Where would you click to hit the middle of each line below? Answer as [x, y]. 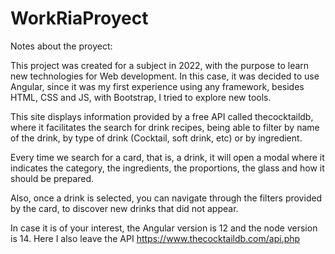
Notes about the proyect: [61, 46]
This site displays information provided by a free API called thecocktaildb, [162, 116]
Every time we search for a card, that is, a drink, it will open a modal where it [167, 157]
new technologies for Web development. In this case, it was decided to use [165, 76]
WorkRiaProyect [79, 18]
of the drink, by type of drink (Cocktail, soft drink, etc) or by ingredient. [156, 138]
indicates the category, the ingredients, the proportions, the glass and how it [167, 168]
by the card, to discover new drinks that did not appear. [124, 208]
